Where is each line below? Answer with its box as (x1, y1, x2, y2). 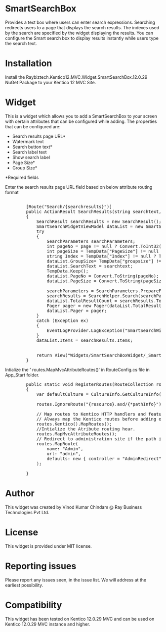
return (36, 352, 52, 358)
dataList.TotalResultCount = (46, 298, 118, 304)
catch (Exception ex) (36, 317, 89, 323)
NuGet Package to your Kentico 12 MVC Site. (5, 79, 96, 85)
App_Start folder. (5, 372, 40, 378)
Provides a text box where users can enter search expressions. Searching (5, 19, 156, 25)
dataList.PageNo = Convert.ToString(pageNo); (46, 273, 159, 279)
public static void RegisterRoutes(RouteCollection (26, 381, 154, 387)
